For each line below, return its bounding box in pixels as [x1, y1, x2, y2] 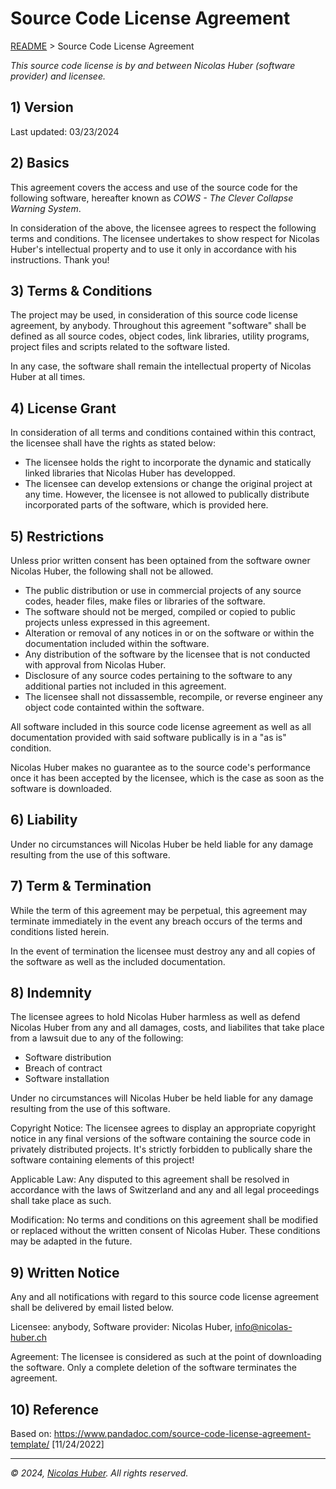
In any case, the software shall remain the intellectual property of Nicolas [10, 360, 312, 372]
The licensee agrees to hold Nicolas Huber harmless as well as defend [10, 1011, 301, 1023]
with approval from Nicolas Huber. [24, 659, 167, 671]
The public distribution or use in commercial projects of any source [24, 585, 302, 596]
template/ [10, 1438, 50, 1451]
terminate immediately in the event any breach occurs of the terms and [10, 915, 303, 927]
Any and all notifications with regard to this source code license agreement [10, 1291, 320, 1303]
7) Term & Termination [10, 878, 152, 895]
